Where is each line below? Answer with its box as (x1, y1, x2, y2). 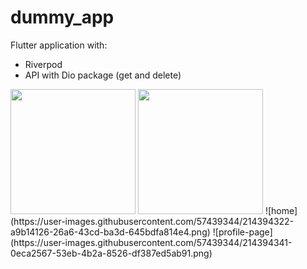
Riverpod (24, 58, 63, 70)
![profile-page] (212, 226, 273, 238)
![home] (264, 204, 298, 216)
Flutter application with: (10, 39, 108, 51)
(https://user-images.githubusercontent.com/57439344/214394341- (10, 236, 293, 248)
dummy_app (10, 6, 115, 29)
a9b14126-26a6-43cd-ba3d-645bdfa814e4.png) (10, 226, 211, 238)
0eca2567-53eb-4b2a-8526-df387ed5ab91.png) (10, 247, 213, 259)
